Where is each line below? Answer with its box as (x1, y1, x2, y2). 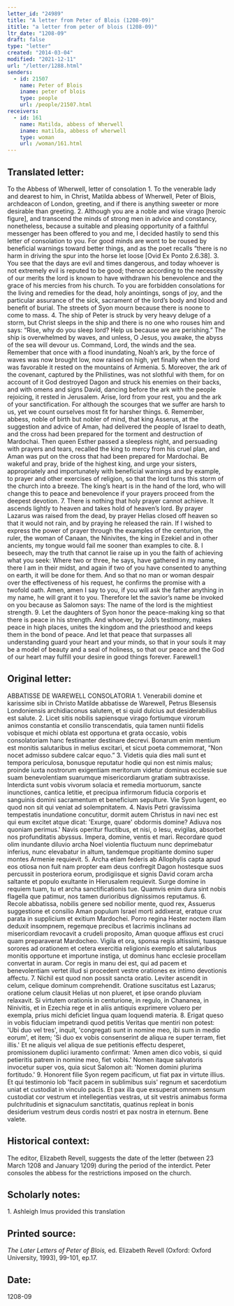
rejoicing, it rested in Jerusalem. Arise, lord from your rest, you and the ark (7, 392, 222, 401)
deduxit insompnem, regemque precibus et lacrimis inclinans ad (7, 921, 191, 930)
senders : (7, 69, 33, 76)
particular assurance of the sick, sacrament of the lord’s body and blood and (7, 296, 228, 304)
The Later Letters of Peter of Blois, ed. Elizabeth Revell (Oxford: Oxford (7, 1246, 212, 1255)
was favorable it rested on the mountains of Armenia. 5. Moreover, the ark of (7, 363, 227, 371)
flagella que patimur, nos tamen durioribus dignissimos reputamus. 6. (7, 892, 207, 900)
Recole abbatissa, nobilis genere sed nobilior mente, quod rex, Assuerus (7, 899, 215, 907)
